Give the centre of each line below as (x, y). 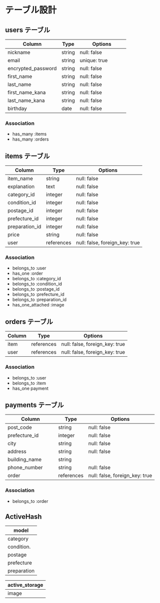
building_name (25, 459)
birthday (17, 108)
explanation (21, 187)
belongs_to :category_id (37, 279)
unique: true (94, 60)
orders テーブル (29, 321)
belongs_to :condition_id (37, 284)
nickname (19, 52)
